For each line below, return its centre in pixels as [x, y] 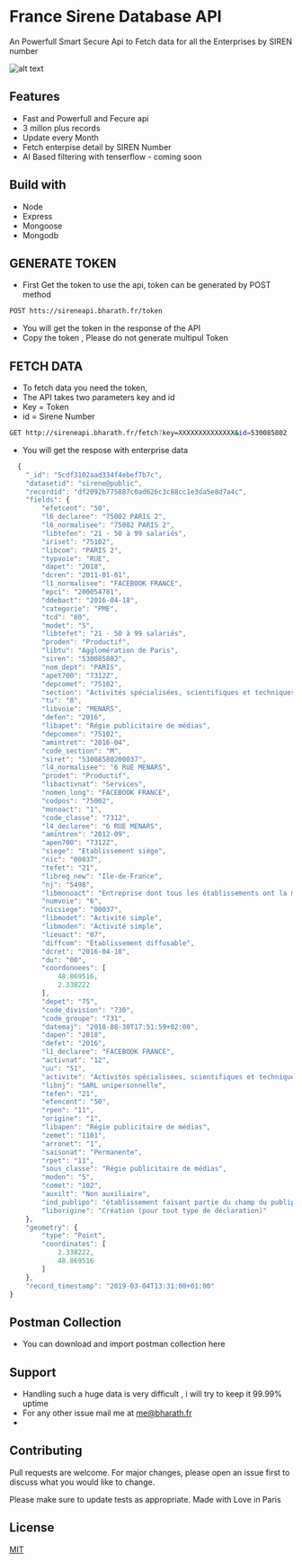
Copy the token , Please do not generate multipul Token [125, 338]
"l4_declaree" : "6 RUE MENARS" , [102, 826]
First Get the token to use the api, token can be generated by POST [147, 285]
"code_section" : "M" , [82, 751]
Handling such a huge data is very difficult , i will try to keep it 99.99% [152, 1394]
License [32, 1527]
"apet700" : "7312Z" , [80, 675]
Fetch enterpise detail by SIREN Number [97, 147]
